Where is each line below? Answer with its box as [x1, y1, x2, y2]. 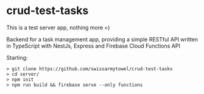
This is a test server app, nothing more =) [6, 24, 110, 31]
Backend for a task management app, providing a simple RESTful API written [6, 35, 199, 43]
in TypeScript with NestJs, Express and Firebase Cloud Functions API [6, 42, 181, 49]
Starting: [6, 54, 28, 61]
